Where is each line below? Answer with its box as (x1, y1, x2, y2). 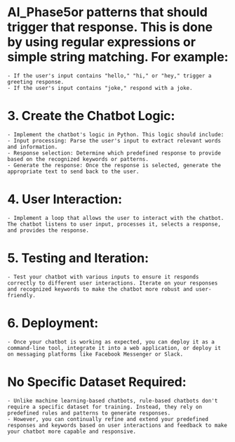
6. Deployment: (7, 315, 99, 331)
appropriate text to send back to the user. (7, 168, 140, 175)
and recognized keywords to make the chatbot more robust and (7, 285, 193, 292)
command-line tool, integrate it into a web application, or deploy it (7, 344, 221, 351)
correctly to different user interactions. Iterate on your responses (7, 279, 218, 287)
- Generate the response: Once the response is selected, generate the (7, 162, 221, 169)
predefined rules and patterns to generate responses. (7, 409, 171, 417)
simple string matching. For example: (7, 49, 229, 65)
